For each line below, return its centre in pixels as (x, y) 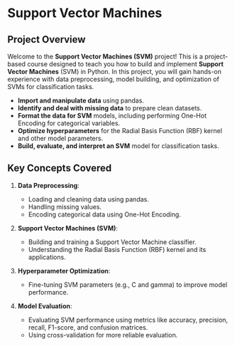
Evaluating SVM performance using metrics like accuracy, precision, (128, 320)
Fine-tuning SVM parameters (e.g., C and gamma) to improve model (128, 284)
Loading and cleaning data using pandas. (88, 199)
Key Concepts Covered (60, 168)
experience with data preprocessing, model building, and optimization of (114, 79)
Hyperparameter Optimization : (64, 271)
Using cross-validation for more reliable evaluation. (103, 335)
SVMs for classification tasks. (51, 86)
